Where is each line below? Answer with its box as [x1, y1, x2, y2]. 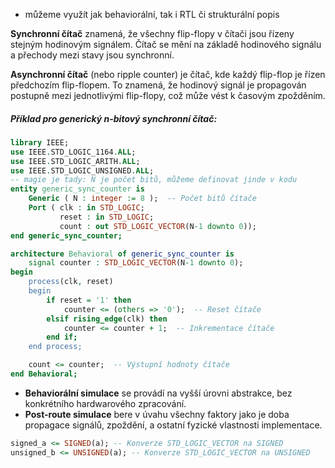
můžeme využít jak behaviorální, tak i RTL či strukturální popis [24, 9, 280, 20]
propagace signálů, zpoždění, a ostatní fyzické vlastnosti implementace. [24, 419, 323, 431]
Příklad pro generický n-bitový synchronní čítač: [10, 112, 218, 124]
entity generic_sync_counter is [10, 184, 145, 194]
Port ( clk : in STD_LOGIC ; [28, 203, 145, 213]
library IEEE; [10, 137, 70, 148]
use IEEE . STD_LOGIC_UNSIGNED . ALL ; [10, 165, 155, 176]
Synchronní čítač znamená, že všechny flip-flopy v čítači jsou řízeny [10, 28, 295, 39]
